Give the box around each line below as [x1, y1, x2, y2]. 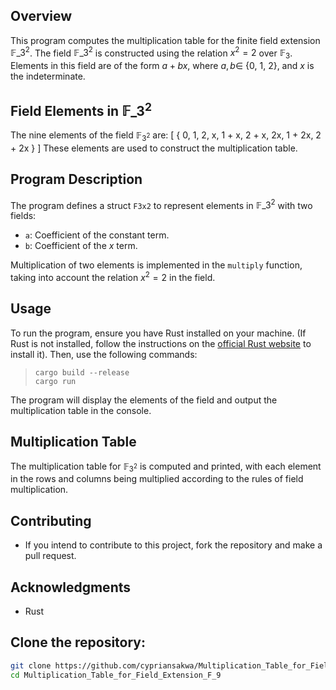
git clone [10, 660, 52, 671]
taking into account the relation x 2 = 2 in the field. [10, 270, 216, 283]
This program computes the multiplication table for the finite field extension [10, 34, 321, 46]
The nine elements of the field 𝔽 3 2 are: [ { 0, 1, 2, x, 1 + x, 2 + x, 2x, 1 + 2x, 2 [10, 129, 322, 143]
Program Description [10, 171, 143, 188]
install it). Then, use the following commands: [10, 348, 198, 360]
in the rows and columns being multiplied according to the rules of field [10, 473, 304, 485]
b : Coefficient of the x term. [24, 240, 138, 252]
